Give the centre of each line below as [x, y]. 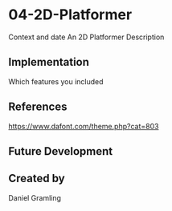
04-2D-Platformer [70, 15]
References [38, 107]
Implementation [49, 62]
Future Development [61, 151]
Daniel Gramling [35, 197]
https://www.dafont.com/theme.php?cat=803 [84, 126]
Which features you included [56, 81]
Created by [37, 179]
